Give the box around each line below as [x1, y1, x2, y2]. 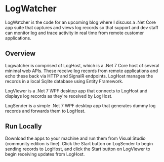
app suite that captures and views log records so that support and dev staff [5, 24, 159, 30]
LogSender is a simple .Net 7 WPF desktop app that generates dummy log [5, 102, 156, 109]
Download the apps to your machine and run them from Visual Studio [5, 135, 146, 141]
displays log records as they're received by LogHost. [5, 93, 113, 99]
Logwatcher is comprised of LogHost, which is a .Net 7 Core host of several [5, 62, 160, 68]
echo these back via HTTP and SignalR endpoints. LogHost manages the [5, 73, 153, 79]
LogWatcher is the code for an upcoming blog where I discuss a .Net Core [5, 19, 156, 25]
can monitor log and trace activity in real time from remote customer [5, 30, 144, 36]
